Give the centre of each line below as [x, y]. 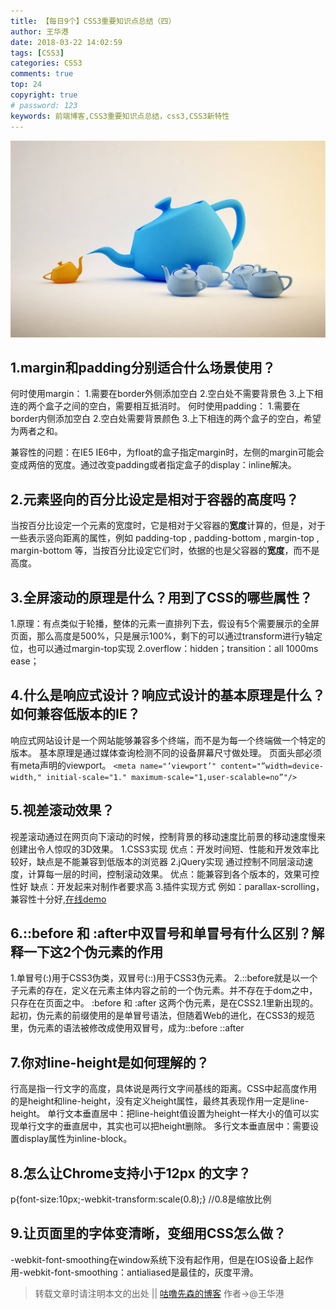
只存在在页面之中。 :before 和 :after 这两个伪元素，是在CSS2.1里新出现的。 [164, 1003]
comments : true [42, 74]
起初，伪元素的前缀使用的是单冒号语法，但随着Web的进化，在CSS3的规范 [162, 1016]
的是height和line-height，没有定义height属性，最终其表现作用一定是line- [160, 1101]
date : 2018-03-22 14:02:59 [66, 42]
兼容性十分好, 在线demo [58, 899]
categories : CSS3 [46, 63]
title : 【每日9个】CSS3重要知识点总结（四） [93, 21]
